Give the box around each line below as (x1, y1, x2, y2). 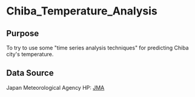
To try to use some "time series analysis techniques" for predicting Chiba (6, 44, 189, 51)
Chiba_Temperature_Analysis (6, 4, 157, 18)
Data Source (6, 68, 54, 78)
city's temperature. (6, 51, 54, 58)
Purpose (6, 28, 39, 39)
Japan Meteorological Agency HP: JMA (6, 84, 105, 91)
